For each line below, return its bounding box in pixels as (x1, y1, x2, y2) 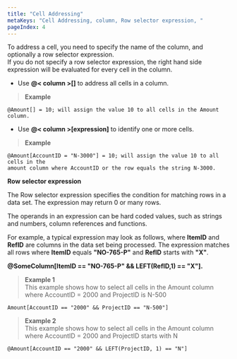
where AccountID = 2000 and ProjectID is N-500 (24, 290, 167, 299)
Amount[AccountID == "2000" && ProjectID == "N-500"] (7, 305, 169, 312)
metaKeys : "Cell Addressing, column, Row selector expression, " (7, 17, 203, 24)
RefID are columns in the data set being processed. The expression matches (7, 241, 230, 249)
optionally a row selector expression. (7, 50, 114, 59)
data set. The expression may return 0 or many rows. (7, 199, 162, 207)
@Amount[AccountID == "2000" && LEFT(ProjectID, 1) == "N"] (7, 346, 188, 353)
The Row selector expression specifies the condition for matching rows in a (7, 191, 226, 199)
